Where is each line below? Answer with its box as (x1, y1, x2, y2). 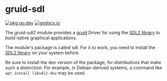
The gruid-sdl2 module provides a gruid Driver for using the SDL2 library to (5, 29, 160, 35)
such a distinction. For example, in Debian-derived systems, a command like (5, 65, 162, 71)
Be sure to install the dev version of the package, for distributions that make (5, 59, 161, 65)
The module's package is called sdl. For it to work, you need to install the (5, 44, 156, 50)
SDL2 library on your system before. (5, 50, 80, 56)
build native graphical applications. (5, 35, 77, 41)
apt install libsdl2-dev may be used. (5, 70, 86, 76)
